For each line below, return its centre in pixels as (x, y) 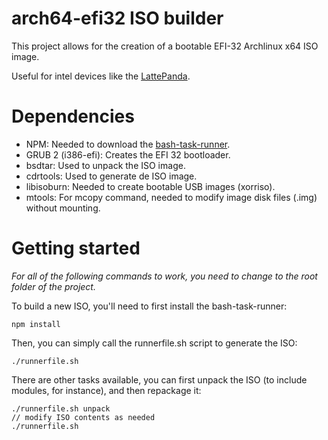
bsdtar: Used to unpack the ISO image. (105, 165)
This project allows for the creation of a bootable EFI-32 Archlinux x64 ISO (165, 46)
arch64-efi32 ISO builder (117, 18)
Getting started (76, 248)
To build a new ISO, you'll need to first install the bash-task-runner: (149, 306)
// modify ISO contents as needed (83, 417)
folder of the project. (53, 286)
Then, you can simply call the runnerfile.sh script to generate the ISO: (154, 343)
